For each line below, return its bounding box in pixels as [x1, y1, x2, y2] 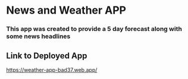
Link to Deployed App [6, 50, 87, 61]
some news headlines [6, 32, 71, 40]
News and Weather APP [6, 4, 127, 17]
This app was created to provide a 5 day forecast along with [6, 25, 183, 33]
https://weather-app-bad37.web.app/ [6, 66, 98, 73]
